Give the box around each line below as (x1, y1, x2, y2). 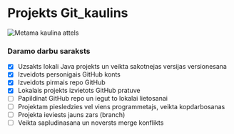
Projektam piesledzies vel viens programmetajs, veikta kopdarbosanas (17, 102, 225, 111)
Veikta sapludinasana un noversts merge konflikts (17, 118, 164, 127)
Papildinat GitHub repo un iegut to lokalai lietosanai (17, 94, 168, 103)
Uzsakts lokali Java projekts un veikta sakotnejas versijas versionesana (17, 62, 227, 71)
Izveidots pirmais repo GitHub (17, 78, 106, 86)
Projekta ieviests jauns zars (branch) (17, 110, 126, 118)
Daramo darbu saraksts (7, 46, 91, 56)
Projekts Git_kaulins (7, 5, 128, 21)
